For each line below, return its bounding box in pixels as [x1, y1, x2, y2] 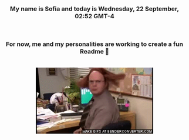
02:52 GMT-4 [75, 12, 114, 20]
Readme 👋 [80, 48, 109, 56]
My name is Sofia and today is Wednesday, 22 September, [9, 5, 180, 13]
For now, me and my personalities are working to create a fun [5, 40, 184, 48]
